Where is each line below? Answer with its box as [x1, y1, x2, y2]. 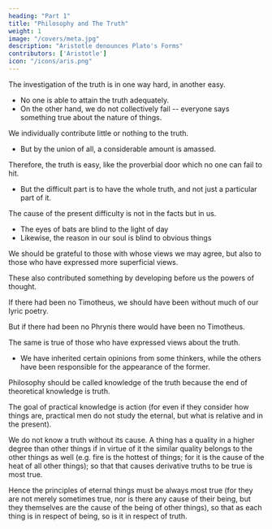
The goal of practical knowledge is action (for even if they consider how [8, 401, 249, 411]
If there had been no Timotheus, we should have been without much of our [8, 297, 259, 307]
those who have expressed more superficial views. [8, 257, 179, 267]
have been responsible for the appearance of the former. [19, 362, 211, 371]
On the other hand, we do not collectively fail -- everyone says [19, 103, 230, 114]
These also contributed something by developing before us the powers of [8, 273, 254, 283]
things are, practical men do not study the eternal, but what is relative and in [8, 410, 264, 420]
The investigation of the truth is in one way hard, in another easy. [8, 79, 226, 89]
